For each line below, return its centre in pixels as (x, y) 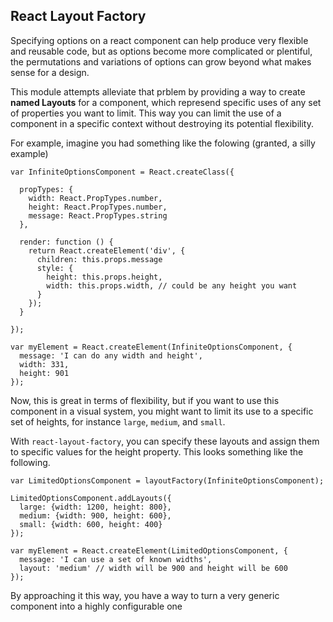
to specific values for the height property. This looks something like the (157, 451)
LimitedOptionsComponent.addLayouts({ (91, 498)
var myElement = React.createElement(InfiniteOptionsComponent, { (151, 347)
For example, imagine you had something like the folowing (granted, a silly (163, 143)
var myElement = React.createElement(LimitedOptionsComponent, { (149, 550)
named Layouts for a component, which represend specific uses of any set (166, 102)
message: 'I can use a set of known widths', (116, 559)
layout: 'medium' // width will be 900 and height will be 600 (153, 568)
